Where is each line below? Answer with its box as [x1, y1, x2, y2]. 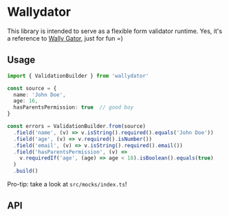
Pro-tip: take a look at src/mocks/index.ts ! [7, 180, 127, 188]
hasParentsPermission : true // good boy [13, 104, 134, 111]
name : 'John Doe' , [13, 91, 67, 98]
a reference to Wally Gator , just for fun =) [7, 34, 124, 42]
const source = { [7, 85, 57, 91]
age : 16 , [13, 98, 39, 105]
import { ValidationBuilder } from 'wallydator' [7, 72, 149, 79]
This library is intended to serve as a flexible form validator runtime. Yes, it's [7, 27, 222, 35]
